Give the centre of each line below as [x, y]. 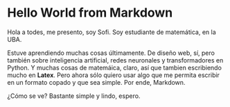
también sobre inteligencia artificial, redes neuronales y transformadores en [115, 60]
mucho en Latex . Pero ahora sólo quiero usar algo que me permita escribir [114, 75]
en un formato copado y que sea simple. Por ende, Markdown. [96, 82]
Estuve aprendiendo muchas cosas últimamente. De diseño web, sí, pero [111, 53]
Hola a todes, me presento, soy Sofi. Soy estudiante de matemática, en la [112, 32]
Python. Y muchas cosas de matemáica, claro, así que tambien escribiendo [114, 67]
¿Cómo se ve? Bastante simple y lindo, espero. [74, 96]
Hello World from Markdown [90, 13]
